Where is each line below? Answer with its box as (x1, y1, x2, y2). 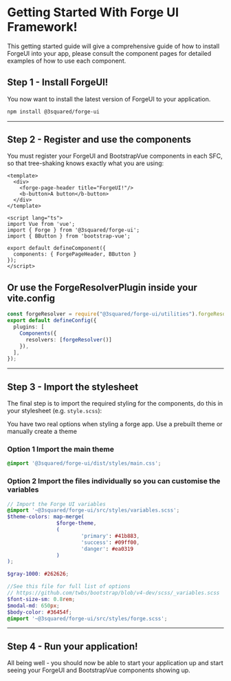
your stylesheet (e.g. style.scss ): (7, 407, 102, 415)
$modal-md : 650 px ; (7, 602, 60, 609)
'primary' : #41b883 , (80, 532, 140, 539)
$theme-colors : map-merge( (7, 514, 85, 521)
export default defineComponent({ (7, 245, 107, 252)
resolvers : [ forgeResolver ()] (25, 336, 112, 343)
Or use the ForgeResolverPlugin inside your (7, 282, 198, 293)
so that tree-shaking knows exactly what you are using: (7, 159, 164, 167)
